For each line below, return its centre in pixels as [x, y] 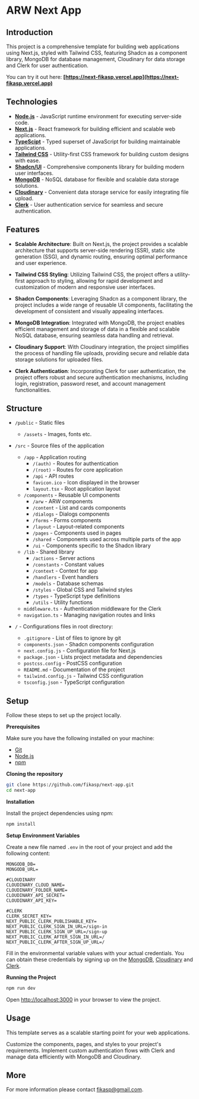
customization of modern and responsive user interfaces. [85, 287]
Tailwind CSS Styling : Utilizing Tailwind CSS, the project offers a [94, 274]
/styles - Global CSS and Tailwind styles [83, 590]
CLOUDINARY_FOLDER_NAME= [37, 890]
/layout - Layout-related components [78, 527]
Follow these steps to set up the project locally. [64, 715]
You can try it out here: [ [36, 77]
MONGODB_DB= [21, 864]
